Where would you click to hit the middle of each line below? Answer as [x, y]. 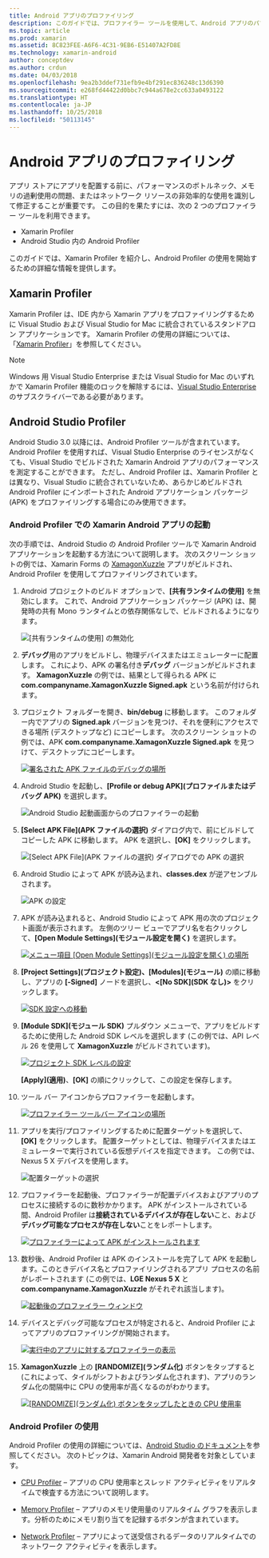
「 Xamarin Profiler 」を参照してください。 [77, 344]
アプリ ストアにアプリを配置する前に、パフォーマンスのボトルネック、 [125, 186]
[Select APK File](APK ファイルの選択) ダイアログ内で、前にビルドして [137, 829]
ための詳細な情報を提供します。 [68, 268]
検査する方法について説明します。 [97, 1492]
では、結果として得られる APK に [162, 675]
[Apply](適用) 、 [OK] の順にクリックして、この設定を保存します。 [128, 1080]
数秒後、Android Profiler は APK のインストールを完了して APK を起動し [139, 1258]
